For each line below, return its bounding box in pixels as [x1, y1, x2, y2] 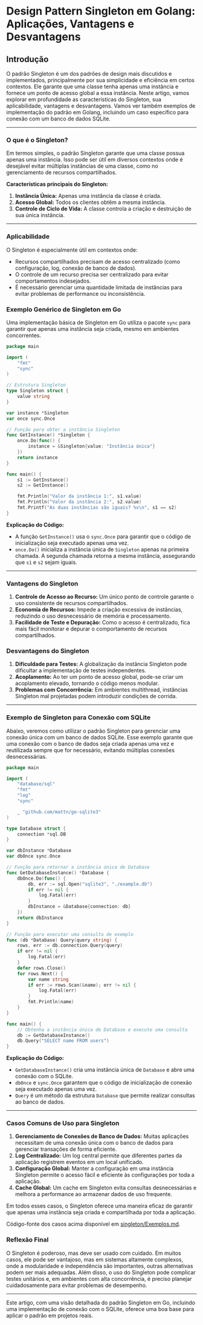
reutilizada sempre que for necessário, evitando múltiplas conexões [6, 746, 175, 754]
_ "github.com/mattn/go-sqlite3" [17, 809, 101, 815]
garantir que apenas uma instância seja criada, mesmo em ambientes [6, 325, 179, 332]
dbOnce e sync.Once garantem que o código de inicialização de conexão [14, 1079, 192, 1087]
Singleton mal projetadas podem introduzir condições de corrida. [14, 693, 177, 700]
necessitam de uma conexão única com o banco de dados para [14, 1139, 173, 1147]
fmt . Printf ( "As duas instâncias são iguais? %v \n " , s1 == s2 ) [17, 505, 177, 511]
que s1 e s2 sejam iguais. [14, 558, 77, 566]
